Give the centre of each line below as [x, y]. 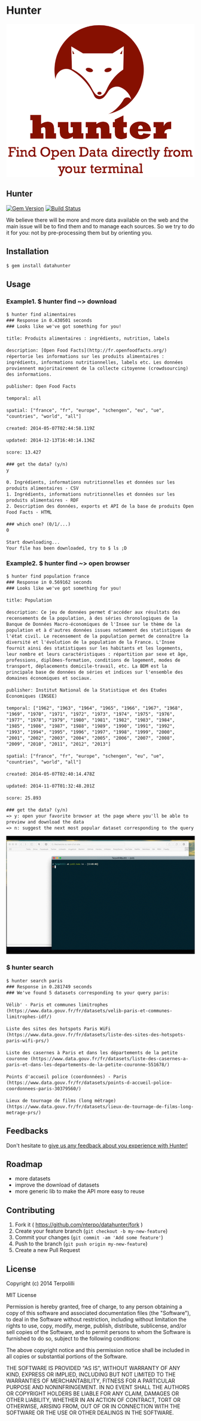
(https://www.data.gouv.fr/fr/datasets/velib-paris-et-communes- [89, 1010]
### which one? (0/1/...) [38, 524]
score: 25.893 [24, 798]
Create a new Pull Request [48, 1250]
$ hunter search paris [34, 980]
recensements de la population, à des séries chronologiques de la [92, 619]
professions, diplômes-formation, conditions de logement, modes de [93, 660]
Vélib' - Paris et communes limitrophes [57, 1004]
